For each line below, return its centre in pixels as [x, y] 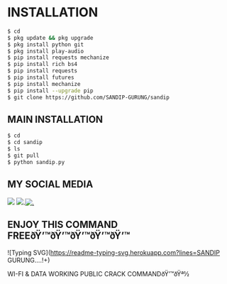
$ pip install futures [41, 78]
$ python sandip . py [36, 162]
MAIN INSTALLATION [55, 119]
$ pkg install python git [45, 44]
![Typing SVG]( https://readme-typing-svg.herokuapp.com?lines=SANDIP [114, 253]
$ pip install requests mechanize [59, 58]
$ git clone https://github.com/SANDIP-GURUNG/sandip [89, 97]
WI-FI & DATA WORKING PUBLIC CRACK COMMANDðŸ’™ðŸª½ [98, 274]
